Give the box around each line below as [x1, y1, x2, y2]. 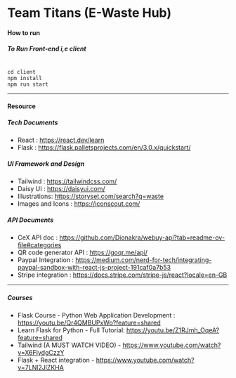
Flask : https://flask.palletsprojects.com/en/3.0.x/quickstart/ [17, 143, 191, 152]
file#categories [17, 241, 62, 249]
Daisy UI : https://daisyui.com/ [17, 185, 105, 193]
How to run [7, 28, 41, 37]
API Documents [7, 216, 54, 224]
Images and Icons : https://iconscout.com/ [17, 200, 140, 208]
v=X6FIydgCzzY [17, 348, 65, 357]
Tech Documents [7, 118, 58, 126]
